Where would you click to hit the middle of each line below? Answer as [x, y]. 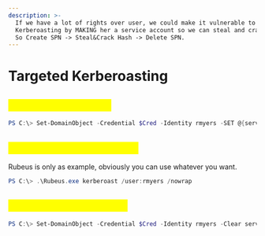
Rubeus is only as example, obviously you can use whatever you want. [123, 167]
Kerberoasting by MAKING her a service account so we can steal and [130, 30]
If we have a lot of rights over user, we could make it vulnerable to [136, 23]
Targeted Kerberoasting [88, 76]
